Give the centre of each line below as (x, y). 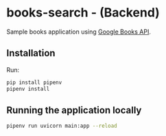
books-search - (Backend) (83, 13)
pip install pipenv (34, 82)
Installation (31, 53)
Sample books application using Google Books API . (79, 32)
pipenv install (28, 89)
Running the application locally (74, 110)
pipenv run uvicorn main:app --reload (62, 126)
